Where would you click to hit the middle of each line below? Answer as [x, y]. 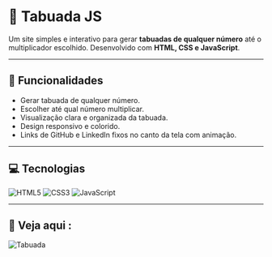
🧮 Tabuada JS [55, 17]
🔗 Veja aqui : [40, 225]
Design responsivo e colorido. [70, 126]
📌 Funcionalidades [56, 81]
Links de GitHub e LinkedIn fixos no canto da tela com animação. [128, 135]
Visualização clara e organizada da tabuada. [94, 118]
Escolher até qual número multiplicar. [82, 109]
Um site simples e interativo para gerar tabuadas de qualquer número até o [135, 39]
